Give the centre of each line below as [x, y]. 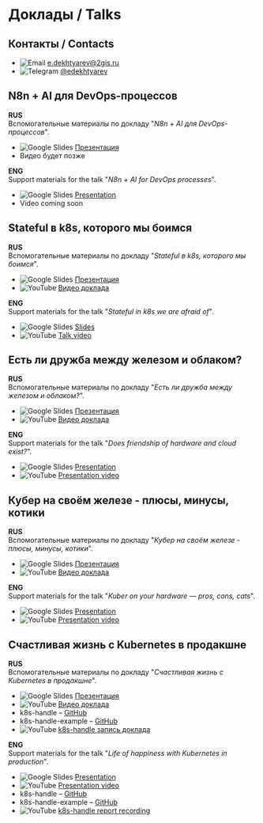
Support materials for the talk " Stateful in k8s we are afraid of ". [111, 311]
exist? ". [20, 452]
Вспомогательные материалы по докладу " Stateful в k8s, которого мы [127, 256]
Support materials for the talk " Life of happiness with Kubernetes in [118, 753]
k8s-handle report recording [104, 811]
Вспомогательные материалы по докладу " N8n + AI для [103, 123]
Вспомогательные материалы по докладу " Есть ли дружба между [120, 387]
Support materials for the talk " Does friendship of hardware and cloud [122, 443]
